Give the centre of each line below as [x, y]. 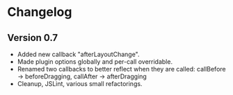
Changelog [40, 12]
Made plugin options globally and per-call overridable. [95, 62]
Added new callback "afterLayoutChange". [79, 54]
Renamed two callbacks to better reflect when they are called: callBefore [121, 69]
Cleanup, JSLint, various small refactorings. [80, 84]
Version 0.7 [33, 38]
